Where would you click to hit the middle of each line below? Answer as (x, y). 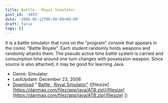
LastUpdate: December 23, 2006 (47, 79)
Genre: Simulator (30, 74)
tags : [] (14, 29)
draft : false (19, 24)
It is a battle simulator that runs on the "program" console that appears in (81, 43)
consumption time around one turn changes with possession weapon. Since (84, 59)
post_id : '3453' (22, 15)
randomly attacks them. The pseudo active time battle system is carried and (84, 54)
